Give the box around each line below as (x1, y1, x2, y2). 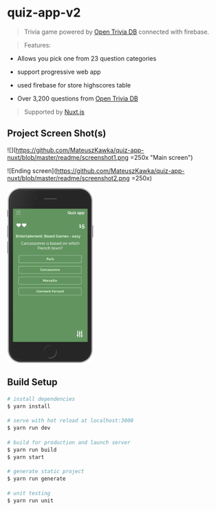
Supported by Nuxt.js (23, 107, 85, 116)
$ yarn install (7, 403, 51, 410)
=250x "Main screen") (130, 153, 193, 161)
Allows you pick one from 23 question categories (17, 54, 157, 63)
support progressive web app (17, 67, 101, 76)
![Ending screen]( (7, 167, 56, 175)
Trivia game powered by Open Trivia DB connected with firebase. (23, 28, 210, 36)
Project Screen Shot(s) (7, 127, 107, 139)
